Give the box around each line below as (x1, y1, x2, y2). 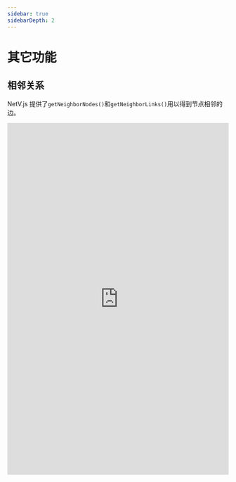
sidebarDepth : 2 (7, 17, 55, 24)
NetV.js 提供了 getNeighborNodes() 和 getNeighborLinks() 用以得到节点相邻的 (7, 99, 223, 108)
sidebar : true (7, 10, 49, 18)
